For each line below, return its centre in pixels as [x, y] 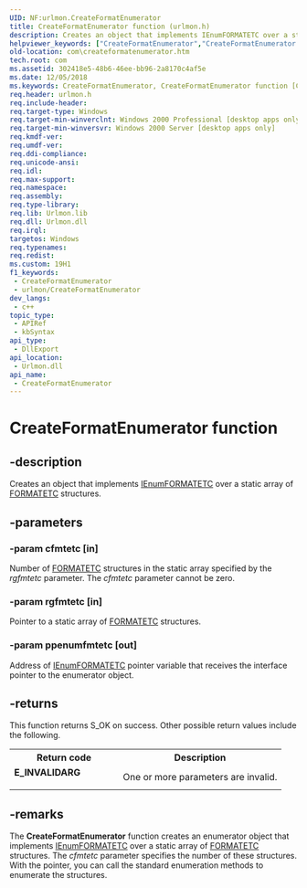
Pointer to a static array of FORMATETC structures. [106, 621]
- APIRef [30, 324]
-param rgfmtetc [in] [56, 601]
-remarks [37, 814]
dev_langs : [30, 298]
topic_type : [32, 315]
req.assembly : [37, 196]
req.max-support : [42, 179]
